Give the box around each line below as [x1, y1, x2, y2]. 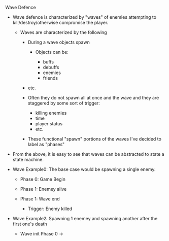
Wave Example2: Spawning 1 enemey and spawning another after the [12, 216, 158, 221]
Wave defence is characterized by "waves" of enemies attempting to [12, 14, 156, 20]
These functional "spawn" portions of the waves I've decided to [27, 136, 161, 142]
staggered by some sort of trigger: [27, 100, 100, 106]
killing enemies [35, 110, 67, 116]
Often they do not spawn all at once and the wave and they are [27, 95, 159, 100]
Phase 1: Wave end [20, 196, 60, 202]
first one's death [12, 221, 47, 227]
